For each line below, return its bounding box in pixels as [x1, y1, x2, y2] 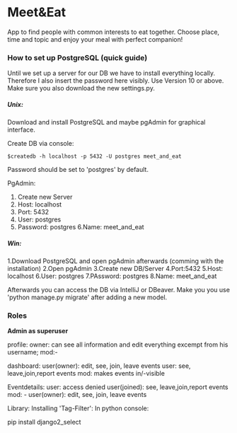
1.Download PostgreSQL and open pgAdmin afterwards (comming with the [7, 257, 224, 265]
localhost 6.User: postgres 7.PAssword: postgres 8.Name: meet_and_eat [7, 272, 217, 280]
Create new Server [17, 192, 73, 202]
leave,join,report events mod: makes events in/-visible [7, 369, 165, 378]
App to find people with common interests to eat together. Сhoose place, [7, 28, 220, 36]
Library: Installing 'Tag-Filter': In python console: [7, 404, 149, 412]
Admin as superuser [7, 327, 69, 335]
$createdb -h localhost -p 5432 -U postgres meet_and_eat [7, 153, 182, 160]
